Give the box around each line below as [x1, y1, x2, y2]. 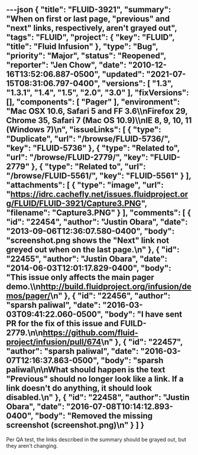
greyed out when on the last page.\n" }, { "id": [6, 245, 180, 255]
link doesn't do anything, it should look [6, 383, 152, 394]
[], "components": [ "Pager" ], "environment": [6, 97, 180, 107]
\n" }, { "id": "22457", [100, 337, 183, 347]
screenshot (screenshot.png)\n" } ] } [6, 420, 145, 430]
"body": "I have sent [104, 310, 182, 320]
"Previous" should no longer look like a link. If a [6, 374, 184, 384]
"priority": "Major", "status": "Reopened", [6, 51, 167, 61]
